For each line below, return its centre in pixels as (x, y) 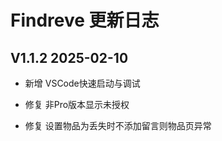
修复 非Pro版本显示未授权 (77, 104)
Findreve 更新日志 (85, 20)
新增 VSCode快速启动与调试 (82, 83)
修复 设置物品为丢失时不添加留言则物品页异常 (118, 125)
